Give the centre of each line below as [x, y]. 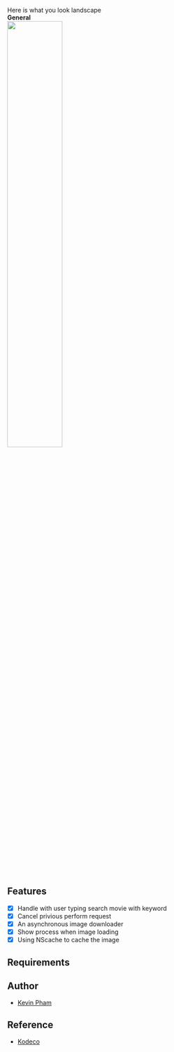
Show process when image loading [68, 932]
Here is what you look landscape [54, 10]
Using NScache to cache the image [68, 940]
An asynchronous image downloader [70, 924]
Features [27, 892]
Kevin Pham [35, 1003]
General [19, 17]
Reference [30, 1024]
